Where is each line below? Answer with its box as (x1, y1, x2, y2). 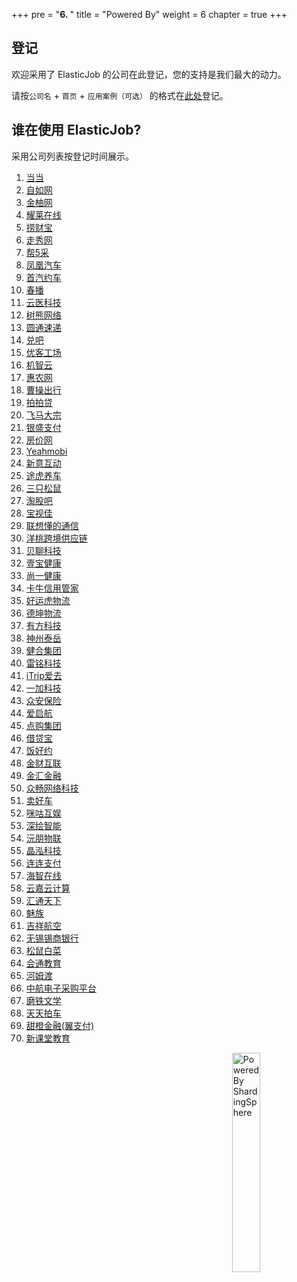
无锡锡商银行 (25, 932, 79, 944)
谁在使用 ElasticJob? (11, 122, 142, 139)
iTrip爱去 (25, 669, 63, 681)
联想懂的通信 (25, 519, 79, 531)
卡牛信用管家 (25, 582, 79, 594)
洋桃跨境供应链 (25, 532, 88, 544)
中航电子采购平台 (25, 982, 97, 994)
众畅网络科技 (25, 782, 79, 794)
